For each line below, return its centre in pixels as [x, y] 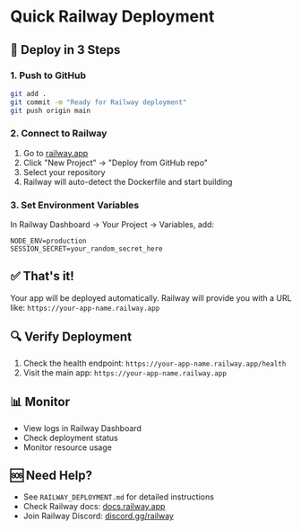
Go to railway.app [56, 153]
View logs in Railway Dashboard [82, 428]
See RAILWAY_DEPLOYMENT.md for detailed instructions [118, 497]
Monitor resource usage [68, 447]
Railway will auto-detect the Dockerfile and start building [128, 181]
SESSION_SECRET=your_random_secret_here [87, 249]
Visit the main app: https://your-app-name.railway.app [125, 372]
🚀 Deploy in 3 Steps [65, 50]
